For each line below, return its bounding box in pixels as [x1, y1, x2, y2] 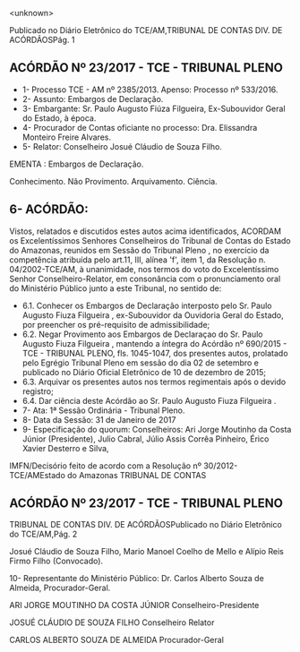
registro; [21, 385, 54, 397]
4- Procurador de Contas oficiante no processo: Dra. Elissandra [21, 122, 258, 133]
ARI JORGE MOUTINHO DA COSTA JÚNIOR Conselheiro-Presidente [9, 600, 260, 611]
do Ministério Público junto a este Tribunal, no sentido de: [9, 282, 222, 294]
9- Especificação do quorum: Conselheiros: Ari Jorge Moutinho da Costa [21, 424, 292, 434]
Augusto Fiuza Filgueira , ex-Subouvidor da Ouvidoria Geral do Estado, [21, 309, 284, 321]
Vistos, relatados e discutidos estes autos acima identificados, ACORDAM [9, 226, 282, 236]
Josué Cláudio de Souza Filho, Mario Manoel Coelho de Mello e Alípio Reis [9, 546, 285, 557]
